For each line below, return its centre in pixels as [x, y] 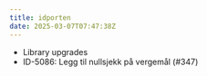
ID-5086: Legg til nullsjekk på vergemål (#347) [110, 62]
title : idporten [40, 18]
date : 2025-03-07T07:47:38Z [63, 26]
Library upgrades [55, 52]
